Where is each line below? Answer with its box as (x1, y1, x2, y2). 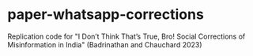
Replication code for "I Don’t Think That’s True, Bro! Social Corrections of (7, 32, 246, 41)
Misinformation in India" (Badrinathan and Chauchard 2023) (7, 39, 202, 49)
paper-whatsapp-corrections (7, 6, 205, 24)
